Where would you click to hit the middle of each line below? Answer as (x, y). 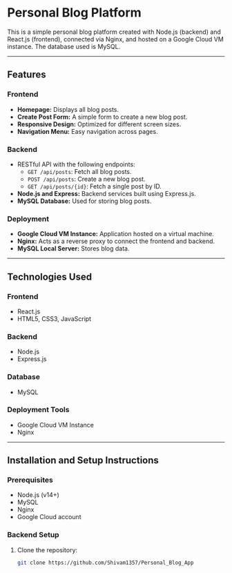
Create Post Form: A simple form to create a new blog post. (102, 117)
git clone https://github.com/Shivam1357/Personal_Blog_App (105, 563)
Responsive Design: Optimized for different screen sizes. (99, 124)
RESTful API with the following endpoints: (76, 164)
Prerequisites (30, 480)
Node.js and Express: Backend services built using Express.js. (107, 193)
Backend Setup (33, 535)
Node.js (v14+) (38, 495)
